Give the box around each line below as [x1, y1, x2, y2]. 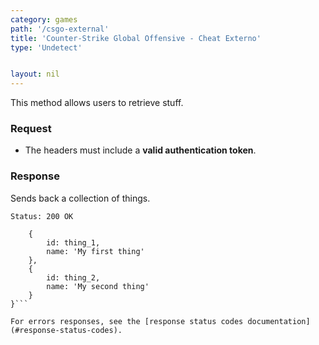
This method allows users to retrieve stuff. [10, 97, 184, 109]
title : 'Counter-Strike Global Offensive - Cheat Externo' [10, 33, 262, 43]
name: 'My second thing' [46, 281, 150, 291]
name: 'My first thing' [46, 246, 145, 256]
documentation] [247, 316, 311, 326]
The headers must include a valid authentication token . [24, 144, 257, 156]
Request [10, 122, 52, 136]
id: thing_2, [46, 272, 101, 283]
